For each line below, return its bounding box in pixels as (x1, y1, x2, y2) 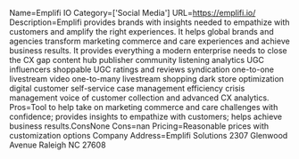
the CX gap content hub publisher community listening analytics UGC (9, 55, 265, 65)
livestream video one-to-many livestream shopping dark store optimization (9, 74, 284, 83)
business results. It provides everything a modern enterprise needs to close (9, 45, 287, 56)
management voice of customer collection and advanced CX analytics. (9, 92, 270, 103)
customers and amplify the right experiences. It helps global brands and (9, 27, 274, 36)
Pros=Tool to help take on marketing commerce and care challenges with (9, 102, 278, 112)
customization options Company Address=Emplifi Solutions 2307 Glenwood (9, 131, 288, 140)
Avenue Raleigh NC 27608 (9, 139, 106, 150)
